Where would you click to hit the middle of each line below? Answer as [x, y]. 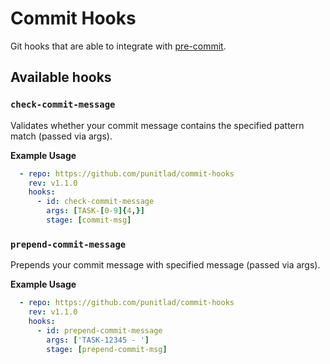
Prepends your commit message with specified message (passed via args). [165, 265]
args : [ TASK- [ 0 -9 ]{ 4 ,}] [95, 211]
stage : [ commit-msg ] [89, 220]
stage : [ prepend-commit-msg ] [107, 349]
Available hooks [61, 77]
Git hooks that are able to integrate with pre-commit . [118, 46]
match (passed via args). [61, 136]
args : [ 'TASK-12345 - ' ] [98, 340]
